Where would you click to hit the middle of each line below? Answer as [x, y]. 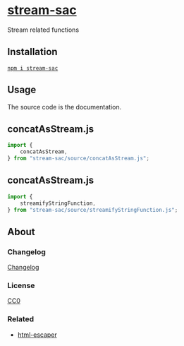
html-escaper [37, 335]
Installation [32, 52]
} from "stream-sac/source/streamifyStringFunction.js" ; [93, 210]
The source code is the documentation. [65, 107]
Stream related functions [43, 30]
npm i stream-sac [33, 68]
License [21, 286]
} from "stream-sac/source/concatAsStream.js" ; [79, 159]
